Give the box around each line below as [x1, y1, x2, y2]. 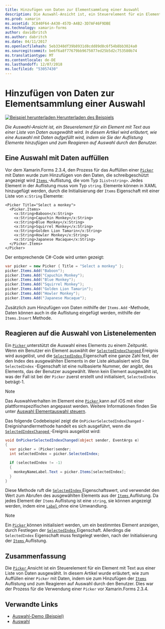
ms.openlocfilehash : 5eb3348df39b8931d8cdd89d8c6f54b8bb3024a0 [5, 44, 137, 49]
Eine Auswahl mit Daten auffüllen [5, 154, 109, 162]
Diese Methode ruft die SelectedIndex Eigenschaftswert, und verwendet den [5, 487, 160, 493]
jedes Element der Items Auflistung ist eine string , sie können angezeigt [5, 498, 152, 504]
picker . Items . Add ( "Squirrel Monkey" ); [5, 282, 84, 287]
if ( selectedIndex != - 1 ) [9, 460, 63, 465]
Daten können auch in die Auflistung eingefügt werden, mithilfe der [5, 310, 141, 315]
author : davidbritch [5, 30, 48, 35]
